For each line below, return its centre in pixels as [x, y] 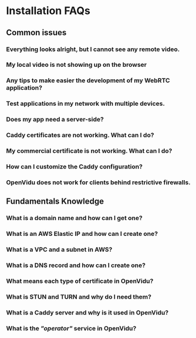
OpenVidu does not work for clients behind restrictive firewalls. [98, 182]
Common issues [36, 33]
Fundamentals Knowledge [55, 202]
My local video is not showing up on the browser [76, 65]
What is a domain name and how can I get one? [74, 218]
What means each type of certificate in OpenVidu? [80, 281]
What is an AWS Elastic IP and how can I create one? [82, 234]
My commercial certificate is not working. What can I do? [89, 151]
